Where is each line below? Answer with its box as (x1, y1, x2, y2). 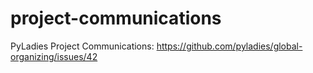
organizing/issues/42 (10, 50, 98, 62)
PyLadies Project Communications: (10, 40, 155, 52)
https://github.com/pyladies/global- (156, 40, 303, 52)
